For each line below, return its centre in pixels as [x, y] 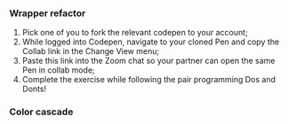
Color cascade [41, 112]
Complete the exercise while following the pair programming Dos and [149, 80]
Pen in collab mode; [58, 70]
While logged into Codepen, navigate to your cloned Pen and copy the [151, 42]
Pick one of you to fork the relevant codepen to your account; [135, 33]
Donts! [34, 89]
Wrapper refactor [48, 13]
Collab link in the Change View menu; [91, 51]
